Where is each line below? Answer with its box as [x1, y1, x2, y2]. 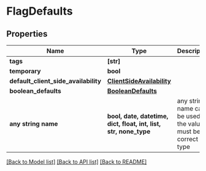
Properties [6, 29, 48, 39]
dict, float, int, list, [107, 120, 161, 128]
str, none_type [107, 127, 151, 136]
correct [177, 135, 198, 143]
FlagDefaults [6, 4, 73, 18]
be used [177, 112, 200, 120]
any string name [9, 120, 58, 128]
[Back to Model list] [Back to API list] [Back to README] [6, 158, 147, 166]
